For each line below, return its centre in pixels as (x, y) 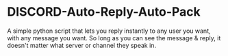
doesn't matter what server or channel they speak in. (81, 45)
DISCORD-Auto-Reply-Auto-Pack (104, 12)
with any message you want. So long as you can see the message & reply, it (114, 38)
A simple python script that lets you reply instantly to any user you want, (109, 31)
